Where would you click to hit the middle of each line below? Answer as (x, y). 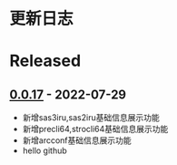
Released (45, 61)
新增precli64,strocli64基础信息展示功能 (95, 129)
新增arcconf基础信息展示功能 (77, 140)
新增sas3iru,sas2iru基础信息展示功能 (91, 118)
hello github (45, 150)
